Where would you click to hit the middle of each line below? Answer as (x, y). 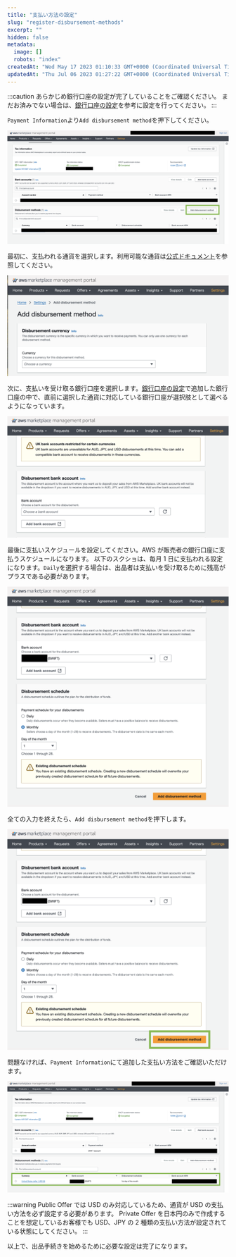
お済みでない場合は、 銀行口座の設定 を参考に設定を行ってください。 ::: (115, 105)
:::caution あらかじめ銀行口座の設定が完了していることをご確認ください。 (114, 96)
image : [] (28, 52)
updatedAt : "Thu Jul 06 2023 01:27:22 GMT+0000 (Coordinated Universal (114, 74)
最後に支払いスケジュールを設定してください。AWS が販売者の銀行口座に (113, 550)
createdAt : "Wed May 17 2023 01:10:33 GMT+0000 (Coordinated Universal (114, 67)
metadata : (22, 45)
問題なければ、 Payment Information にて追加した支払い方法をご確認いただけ (117, 1062)
